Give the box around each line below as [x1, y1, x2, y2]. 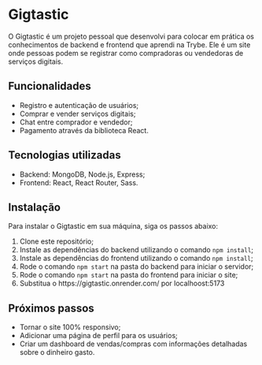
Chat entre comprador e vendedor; [19, 117, 133, 127]
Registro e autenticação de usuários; [19, 100, 139, 110]
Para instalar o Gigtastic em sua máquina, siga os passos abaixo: [8, 222, 219, 231]
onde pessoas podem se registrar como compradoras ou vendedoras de [8, 48, 244, 58]
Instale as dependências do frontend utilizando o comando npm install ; [19, 254, 253, 263]
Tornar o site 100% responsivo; [19, 322, 121, 332]
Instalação [8, 200, 61, 214]
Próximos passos [8, 301, 94, 315]
